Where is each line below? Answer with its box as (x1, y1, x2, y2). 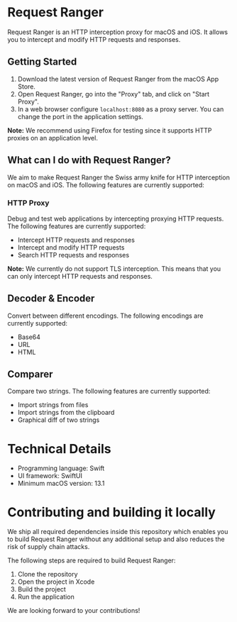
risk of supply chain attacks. (7, 543, 90, 551)
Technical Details (7, 440, 111, 457)
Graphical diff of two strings (17, 416, 100, 424)
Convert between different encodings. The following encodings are (7, 311, 204, 320)
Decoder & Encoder (7, 292, 95, 305)
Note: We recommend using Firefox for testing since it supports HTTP (7, 126, 212, 135)
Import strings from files (17, 401, 89, 409)
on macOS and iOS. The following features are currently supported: (7, 180, 204, 189)
